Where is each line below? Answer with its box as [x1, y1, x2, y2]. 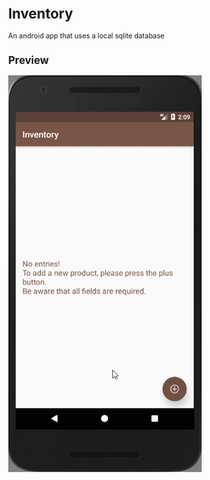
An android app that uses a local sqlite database [8, 31, 165, 40]
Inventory [8, 5, 73, 23]
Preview [8, 54, 50, 67]
